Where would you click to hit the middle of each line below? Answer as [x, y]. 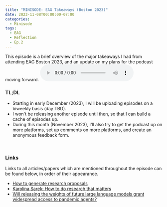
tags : [11, 28]
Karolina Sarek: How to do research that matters [62, 189]
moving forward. [22, 79]
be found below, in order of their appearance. [52, 174]
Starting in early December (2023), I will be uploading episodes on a [83, 103]
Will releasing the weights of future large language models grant [78, 194]
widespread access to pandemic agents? [55, 200]
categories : [17, 19]
